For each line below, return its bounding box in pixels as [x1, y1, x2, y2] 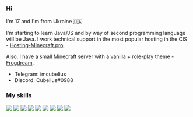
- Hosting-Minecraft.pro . [6, 42, 65, 49]
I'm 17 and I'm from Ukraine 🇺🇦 [6, 18, 83, 25]
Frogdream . [6, 59, 34, 66]
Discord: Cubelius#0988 [14, 77, 74, 84]
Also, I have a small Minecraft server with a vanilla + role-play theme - [6, 53, 174, 60]
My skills [6, 91, 32, 100]
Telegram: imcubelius [14, 70, 66, 77]
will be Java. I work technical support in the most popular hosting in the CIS [6, 36, 188, 42]
